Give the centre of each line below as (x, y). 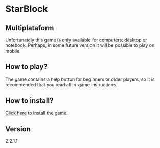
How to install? (29, 101)
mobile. (13, 51)
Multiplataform (30, 28)
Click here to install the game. (37, 113)
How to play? (26, 67)
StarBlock (27, 9)
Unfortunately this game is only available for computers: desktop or (76, 40)
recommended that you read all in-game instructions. (61, 84)
